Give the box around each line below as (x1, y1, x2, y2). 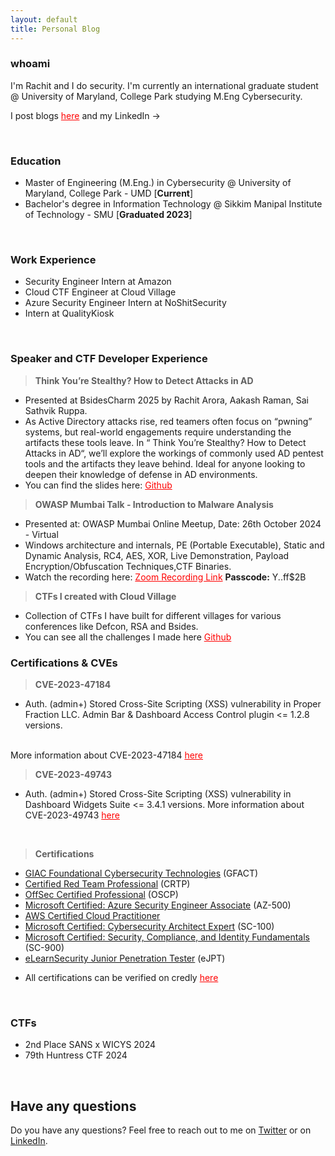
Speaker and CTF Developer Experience (10, 352, 208, 366)
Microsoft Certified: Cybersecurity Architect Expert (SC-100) (24, 920, 275, 932)
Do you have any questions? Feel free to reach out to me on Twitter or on (10, 1124, 312, 1136)
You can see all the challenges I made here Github (24, 631, 232, 643)
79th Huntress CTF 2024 (24, 1049, 128, 1061)
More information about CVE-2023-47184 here (10, 749, 204, 761)
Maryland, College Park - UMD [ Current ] (24, 187, 194, 200)
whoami (10, 57, 51, 71)
